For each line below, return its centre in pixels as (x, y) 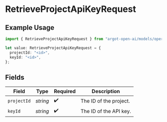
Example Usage (30, 28)
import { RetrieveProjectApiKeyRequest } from (54, 39)
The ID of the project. (105, 101)
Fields (15, 77)
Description (106, 92)
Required (65, 92)
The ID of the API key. (106, 111)
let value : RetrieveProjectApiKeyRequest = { (53, 48)
